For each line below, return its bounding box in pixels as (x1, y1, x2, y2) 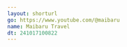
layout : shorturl (7, 10, 58, 17)
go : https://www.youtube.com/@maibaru (7, 17, 120, 23)
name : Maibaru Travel (7, 23, 70, 30)
